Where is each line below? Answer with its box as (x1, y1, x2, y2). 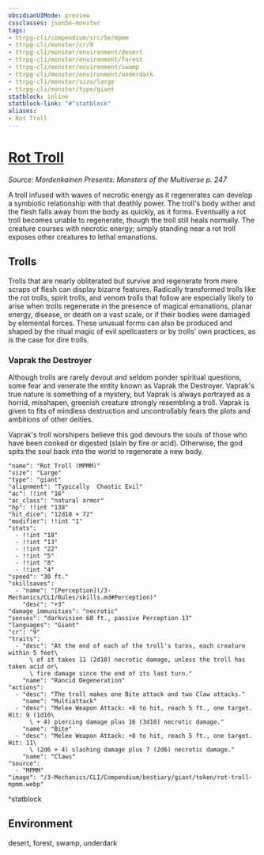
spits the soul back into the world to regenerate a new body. (8, 446, 204, 456)
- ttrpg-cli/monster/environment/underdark (8, 70, 154, 78)
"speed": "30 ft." (8, 573, 69, 581)
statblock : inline (8, 93, 69, 100)
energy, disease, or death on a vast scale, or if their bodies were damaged (8, 309, 251, 319)
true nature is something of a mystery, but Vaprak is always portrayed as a (8, 389, 251, 399)
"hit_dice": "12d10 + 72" (8, 510, 93, 518)
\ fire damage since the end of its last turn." (28, 669, 193, 677)
